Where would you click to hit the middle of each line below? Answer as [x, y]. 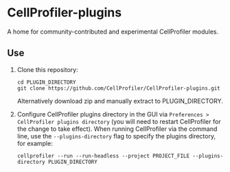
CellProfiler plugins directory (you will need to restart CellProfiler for [119, 121]
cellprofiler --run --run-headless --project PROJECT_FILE [103, 156]
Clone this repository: [47, 69]
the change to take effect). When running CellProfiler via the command [117, 129]
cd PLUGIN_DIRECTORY [46, 82]
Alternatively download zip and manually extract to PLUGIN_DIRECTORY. [120, 101]
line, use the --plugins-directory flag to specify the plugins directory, [116, 136]
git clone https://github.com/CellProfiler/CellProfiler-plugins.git [119, 88]
